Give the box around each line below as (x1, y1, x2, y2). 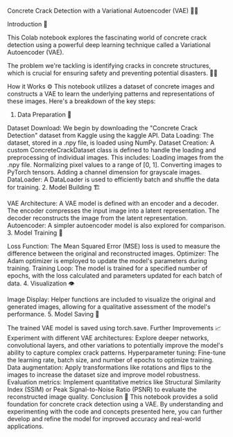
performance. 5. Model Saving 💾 (7, 310, 100, 318)
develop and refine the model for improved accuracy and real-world (7, 415, 201, 422)
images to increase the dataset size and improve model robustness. (7, 371, 201, 379)
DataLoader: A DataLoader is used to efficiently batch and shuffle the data (7, 175, 220, 184)
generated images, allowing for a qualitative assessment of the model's (7, 303, 211, 311)
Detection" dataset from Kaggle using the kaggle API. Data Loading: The (7, 132, 214, 139)
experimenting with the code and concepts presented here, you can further (7, 407, 223, 416)
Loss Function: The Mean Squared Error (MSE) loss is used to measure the (7, 242, 221, 250)
